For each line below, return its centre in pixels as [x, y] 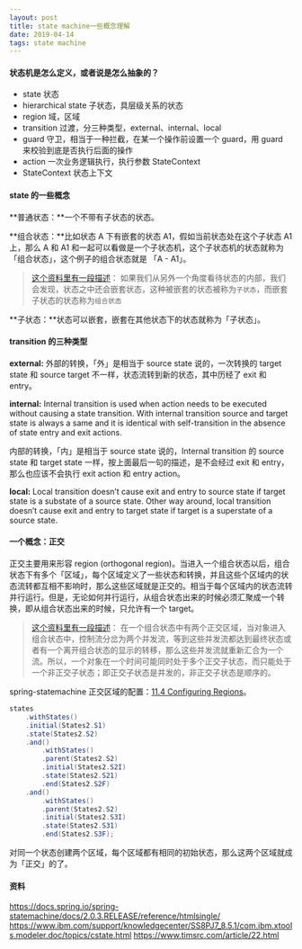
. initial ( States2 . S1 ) [66, 725]
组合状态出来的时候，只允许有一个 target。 [120, 609]
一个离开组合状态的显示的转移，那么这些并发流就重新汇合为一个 [165, 650]
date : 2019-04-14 [42, 34]
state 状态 [41, 94]
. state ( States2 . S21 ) [80, 776]
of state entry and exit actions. [66, 432]
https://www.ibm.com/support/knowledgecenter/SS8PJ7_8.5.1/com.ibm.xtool [151, 926]
